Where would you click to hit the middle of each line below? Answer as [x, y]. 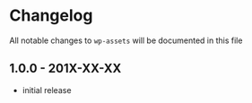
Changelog [51, 16]
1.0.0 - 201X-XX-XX [65, 69]
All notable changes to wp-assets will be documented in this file [126, 40]
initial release [47, 90]
